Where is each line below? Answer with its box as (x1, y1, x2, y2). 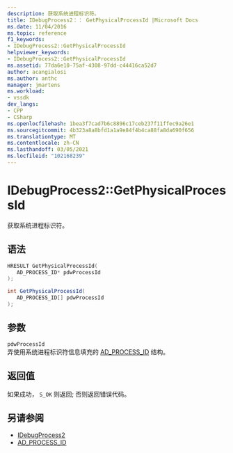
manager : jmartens (7, 81, 61, 88)
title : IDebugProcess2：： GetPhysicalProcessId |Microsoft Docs (7, 17, 199, 24)
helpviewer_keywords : (7, 49, 70, 56)
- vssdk (7, 95, 30, 102)
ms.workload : (7, 88, 45, 95)
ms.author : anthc (7, 74, 58, 82)
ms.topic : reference (7, 29, 67, 37)
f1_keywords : (7, 36, 45, 43)
